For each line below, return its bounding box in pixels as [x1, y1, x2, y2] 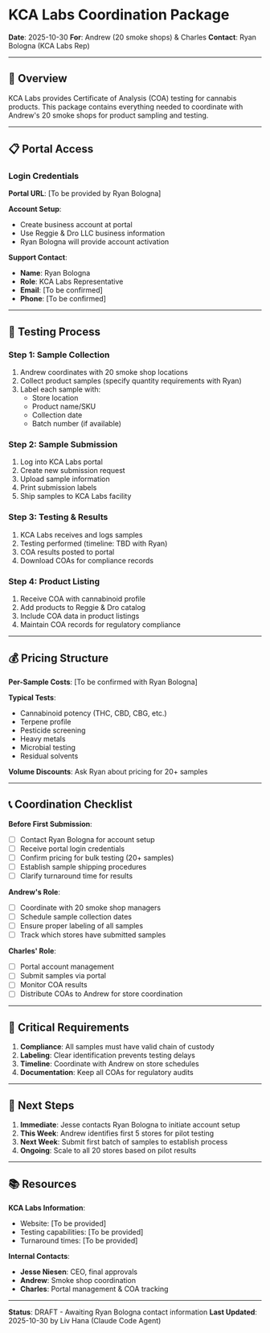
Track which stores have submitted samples [19, 930, 166, 940]
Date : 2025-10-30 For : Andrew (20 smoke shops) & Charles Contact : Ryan [8, 32, 257, 42]
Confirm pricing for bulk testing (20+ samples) [19, 853, 174, 862]
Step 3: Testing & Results [8, 512, 108, 523]
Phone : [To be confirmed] [19, 294, 107, 304]
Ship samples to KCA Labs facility [19, 492, 132, 501]
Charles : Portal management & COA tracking [19, 1284, 169, 1294]
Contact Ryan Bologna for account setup [19, 834, 155, 844]
